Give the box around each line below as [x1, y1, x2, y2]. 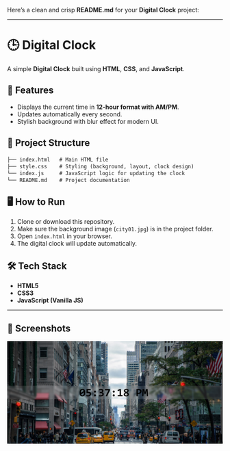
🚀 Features [7, 85, 54, 96]
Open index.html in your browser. [16, 232, 113, 240]
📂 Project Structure [7, 137, 90, 149]
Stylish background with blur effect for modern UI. [16, 117, 159, 125]
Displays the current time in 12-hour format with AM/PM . [16, 103, 179, 111]
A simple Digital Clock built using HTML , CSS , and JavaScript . [7, 64, 185, 73]
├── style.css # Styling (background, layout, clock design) [7, 163, 194, 170]
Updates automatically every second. [16, 109, 123, 118]
